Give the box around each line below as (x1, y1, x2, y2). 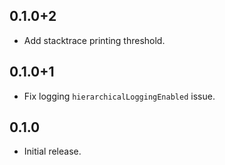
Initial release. (23, 145, 82, 158)
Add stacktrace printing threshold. (23, 34, 166, 46)
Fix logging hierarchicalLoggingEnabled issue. (23, 90, 216, 102)
